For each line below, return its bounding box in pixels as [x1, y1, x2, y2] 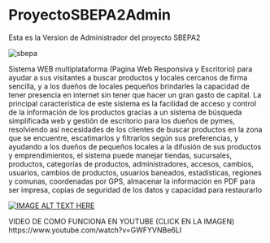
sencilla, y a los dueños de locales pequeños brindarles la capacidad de [8, 81, 250, 91]
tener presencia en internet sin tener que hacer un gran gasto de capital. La [8, 89, 262, 99]
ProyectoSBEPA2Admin [8, 6, 171, 24]
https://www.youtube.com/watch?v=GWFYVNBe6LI [8, 225, 182, 235]
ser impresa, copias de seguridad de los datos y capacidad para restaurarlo [8, 184, 263, 194]
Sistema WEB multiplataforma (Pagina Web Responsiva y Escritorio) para [8, 63, 253, 74]
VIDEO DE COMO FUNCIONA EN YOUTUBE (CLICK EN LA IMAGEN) [8, 216, 235, 226]
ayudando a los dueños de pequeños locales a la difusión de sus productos [8, 141, 262, 151]
